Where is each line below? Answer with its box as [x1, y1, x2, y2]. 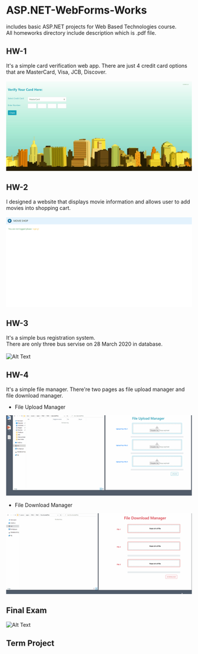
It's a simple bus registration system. [6, 334, 95, 341]
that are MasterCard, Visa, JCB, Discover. [6, 68, 107, 75]
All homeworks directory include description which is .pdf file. [6, 29, 157, 36]
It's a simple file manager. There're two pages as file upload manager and [6, 386, 185, 393]
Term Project [6, 638, 55, 648]
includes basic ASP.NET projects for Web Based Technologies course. [6, 23, 177, 30]
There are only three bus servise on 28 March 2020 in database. [6, 340, 163, 347]
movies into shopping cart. [6, 204, 71, 211]
